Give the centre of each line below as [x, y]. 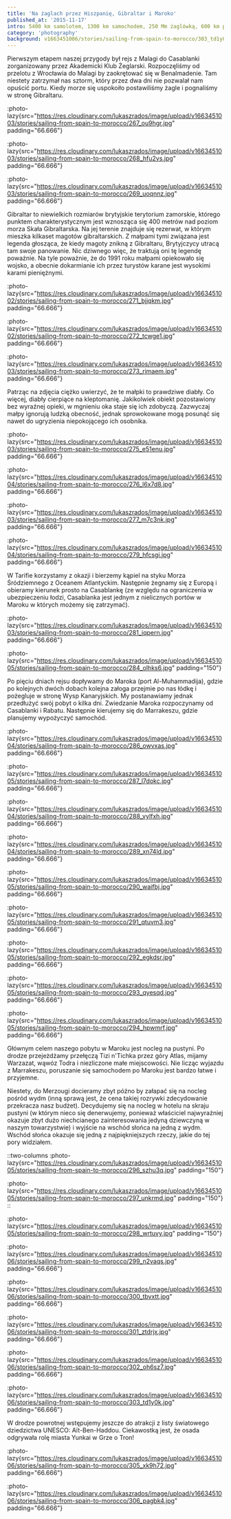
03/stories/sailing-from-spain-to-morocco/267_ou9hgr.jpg [90, 123]
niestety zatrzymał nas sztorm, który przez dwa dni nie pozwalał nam [105, 80]
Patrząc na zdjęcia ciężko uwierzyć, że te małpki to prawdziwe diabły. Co [111, 392]
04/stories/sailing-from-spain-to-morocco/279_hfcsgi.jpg [89, 555]
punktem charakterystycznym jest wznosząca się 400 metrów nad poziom [113, 222]
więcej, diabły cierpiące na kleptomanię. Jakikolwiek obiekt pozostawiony [111, 399]
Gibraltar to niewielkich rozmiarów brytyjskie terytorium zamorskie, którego [114, 215]
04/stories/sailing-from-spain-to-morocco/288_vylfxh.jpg [89, 817]
